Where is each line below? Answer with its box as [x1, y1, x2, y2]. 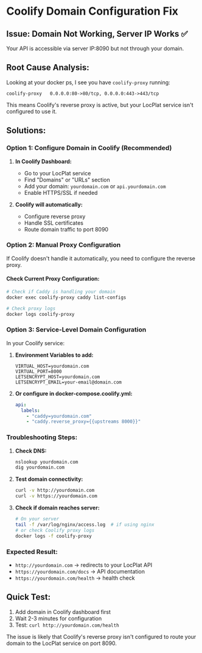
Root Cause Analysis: [6, 62, 89, 73]
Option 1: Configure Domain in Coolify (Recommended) [6, 144, 172, 152]
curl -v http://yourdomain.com [15, 487, 95, 494]
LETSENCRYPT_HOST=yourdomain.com [15, 374, 100, 380]
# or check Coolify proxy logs [15, 527, 95, 533]
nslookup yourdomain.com [15, 459, 78, 465]
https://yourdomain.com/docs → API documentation [15, 567, 145, 575]
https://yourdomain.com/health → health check [15, 574, 135, 582]
